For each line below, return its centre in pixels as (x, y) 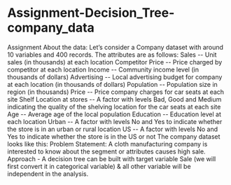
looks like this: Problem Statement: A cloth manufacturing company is (107, 144)
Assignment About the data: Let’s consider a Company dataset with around (115, 47)
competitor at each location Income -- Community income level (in (103, 69)
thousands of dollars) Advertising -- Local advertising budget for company (115, 77)
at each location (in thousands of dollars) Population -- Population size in (113, 84)
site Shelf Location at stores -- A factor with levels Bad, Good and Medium (114, 99)
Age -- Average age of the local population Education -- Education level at (114, 114)
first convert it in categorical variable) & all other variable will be (99, 166)
